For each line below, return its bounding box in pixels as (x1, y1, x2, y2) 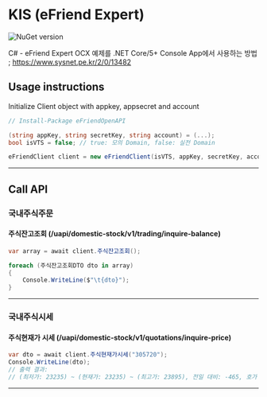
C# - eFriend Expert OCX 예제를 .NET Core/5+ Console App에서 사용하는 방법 (8, 48, 258, 57)
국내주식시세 (8, 312, 54, 323)
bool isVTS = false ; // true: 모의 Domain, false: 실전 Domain (8, 138, 216, 146)
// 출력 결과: (8, 366, 48, 374)
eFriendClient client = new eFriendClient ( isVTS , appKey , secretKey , (8, 153, 244, 161)
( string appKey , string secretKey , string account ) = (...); (8, 131, 215, 139)
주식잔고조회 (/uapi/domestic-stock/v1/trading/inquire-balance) (8, 229, 221, 239)
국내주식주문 (8, 208, 54, 219)
